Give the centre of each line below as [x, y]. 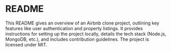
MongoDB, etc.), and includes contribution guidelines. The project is [77, 39]
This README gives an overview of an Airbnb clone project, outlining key [82, 23]
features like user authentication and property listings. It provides [74, 28]
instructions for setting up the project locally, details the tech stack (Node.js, [86, 34]
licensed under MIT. [26, 44]
